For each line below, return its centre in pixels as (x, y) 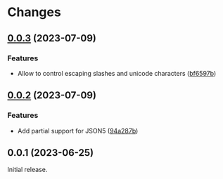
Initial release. (27, 170)
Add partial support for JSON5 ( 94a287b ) (78, 131)
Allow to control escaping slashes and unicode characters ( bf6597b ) (117, 73)
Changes (34, 12)
